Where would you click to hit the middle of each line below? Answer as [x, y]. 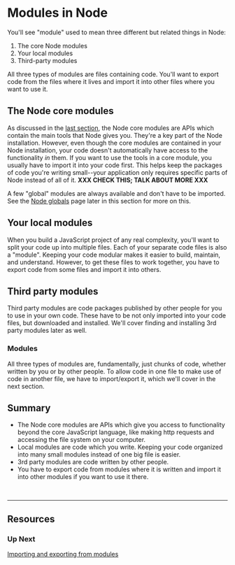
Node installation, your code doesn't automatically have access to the [108, 150]
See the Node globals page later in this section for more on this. [99, 201]
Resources [31, 519]
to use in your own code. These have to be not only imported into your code [116, 315]
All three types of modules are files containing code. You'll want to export [113, 74]
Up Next [21, 538]
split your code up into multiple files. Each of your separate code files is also [117, 247]
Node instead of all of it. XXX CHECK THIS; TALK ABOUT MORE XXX [108, 180]
